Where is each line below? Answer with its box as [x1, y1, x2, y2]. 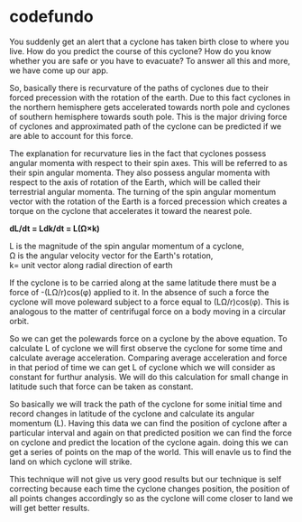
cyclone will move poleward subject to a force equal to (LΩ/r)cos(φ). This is [9, 296, 290, 307]
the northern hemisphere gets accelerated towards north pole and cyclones [9, 101, 290, 112]
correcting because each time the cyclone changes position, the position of [9, 483, 290, 494]
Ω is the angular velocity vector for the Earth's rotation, [9, 250, 214, 261]
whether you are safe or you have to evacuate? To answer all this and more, [9, 55, 291, 66]
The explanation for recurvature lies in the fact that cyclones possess [9, 147, 267, 159]
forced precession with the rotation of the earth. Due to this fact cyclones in [9, 92, 291, 103]
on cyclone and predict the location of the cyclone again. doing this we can [9, 436, 288, 448]
